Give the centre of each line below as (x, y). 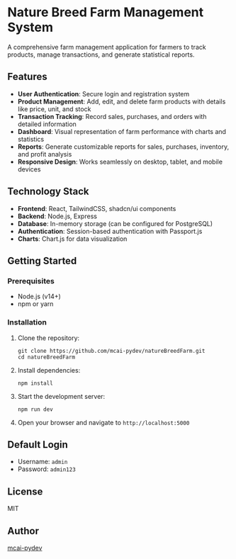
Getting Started (42, 260)
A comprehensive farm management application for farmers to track (107, 47)
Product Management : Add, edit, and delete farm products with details (122, 101)
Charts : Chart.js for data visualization (72, 239)
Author (23, 531)
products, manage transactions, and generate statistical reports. (101, 55)
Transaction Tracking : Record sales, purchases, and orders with (112, 116)
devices (29, 169)
